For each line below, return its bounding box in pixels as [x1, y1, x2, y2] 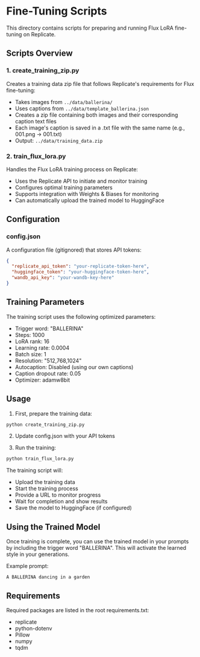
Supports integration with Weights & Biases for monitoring [14, 190, 159, 197]
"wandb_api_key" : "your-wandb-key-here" [11, 275, 114, 281]
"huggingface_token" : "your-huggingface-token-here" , [11, 269, 149, 275]
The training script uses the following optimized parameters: [6, 313, 156, 320]
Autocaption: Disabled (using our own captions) [14, 363, 134, 370]
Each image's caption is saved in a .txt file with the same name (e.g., [14, 124, 186, 131]
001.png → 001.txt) [14, 130, 62, 137]
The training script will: [6, 467, 63, 474]
